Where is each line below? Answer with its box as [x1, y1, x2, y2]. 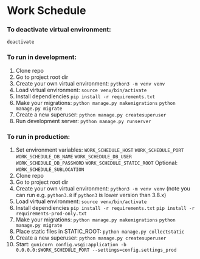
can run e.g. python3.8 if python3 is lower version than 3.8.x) [15, 192, 167, 199]
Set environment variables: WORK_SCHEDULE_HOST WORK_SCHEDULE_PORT [15, 146, 184, 153]
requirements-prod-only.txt [15, 210, 87, 217]
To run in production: [7, 132, 71, 141]
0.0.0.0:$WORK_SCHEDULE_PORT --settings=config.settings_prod [15, 247, 177, 254]
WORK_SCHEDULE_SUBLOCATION [15, 167, 84, 173]
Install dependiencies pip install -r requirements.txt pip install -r [15, 204, 195, 212]
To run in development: [7, 53, 77, 61]
